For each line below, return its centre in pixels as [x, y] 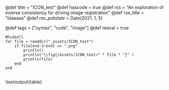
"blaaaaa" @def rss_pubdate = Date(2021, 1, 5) [54, 18]
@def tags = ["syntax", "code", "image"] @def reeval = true [67, 28]
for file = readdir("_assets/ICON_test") [49, 41]
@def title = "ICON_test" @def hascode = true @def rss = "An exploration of [84, 7]
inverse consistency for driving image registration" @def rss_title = [75, 13]
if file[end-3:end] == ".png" [46, 46]
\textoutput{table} [24, 82]
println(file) [38, 59]
